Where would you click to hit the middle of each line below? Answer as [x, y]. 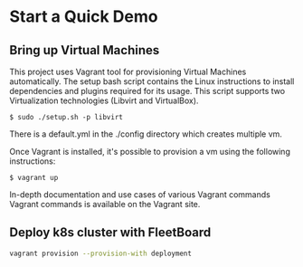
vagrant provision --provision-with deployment [101, 253]
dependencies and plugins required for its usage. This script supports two [147, 91]
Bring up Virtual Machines [85, 50]
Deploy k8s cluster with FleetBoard [110, 233]
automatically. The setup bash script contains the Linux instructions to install [152, 81]
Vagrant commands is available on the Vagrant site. [105, 204]
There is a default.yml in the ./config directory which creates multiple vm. [146, 134]
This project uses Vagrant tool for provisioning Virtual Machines [128, 72]
